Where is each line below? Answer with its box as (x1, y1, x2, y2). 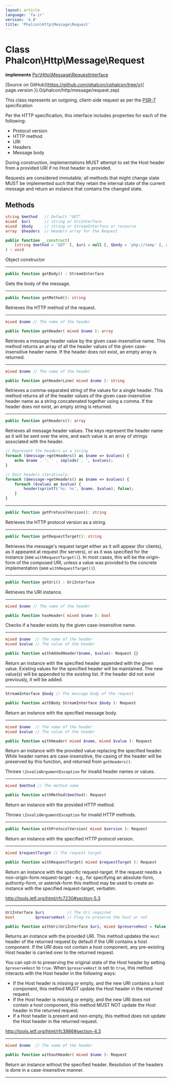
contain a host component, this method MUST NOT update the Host (12, 1002, 156, 1008)
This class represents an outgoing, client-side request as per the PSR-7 (5, 97, 156, 103)
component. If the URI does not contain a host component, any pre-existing (5, 944, 165, 950)
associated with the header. (5, 439, 64, 445)
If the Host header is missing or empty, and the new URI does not (12, 996, 150, 1003)
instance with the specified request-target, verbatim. (5, 885, 117, 891)
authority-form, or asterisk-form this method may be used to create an (5, 880, 154, 886)
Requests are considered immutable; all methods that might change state (5, 175, 160, 181)
